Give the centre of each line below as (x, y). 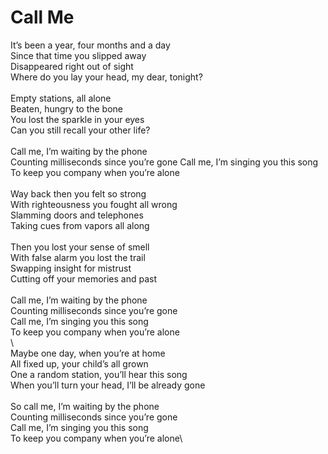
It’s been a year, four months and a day (90, 45)
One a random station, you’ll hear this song (99, 374)
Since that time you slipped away (78, 55)
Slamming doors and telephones (77, 215)
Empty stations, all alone (61, 98)
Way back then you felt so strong (78, 193)
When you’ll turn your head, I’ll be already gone (108, 385)
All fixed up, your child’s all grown (79, 363)
